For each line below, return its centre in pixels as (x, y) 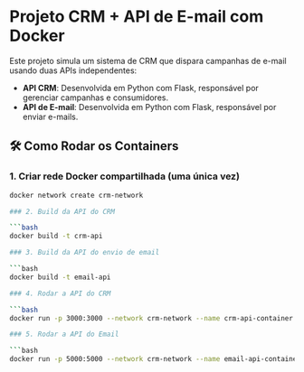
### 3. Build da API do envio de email (85, 253)
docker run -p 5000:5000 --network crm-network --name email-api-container (155, 359)
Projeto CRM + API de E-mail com (137, 17)
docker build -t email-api (60, 277)
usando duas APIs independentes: (73, 70)
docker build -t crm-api (56, 237)
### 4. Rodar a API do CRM (60, 293)
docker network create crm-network (76, 195)
